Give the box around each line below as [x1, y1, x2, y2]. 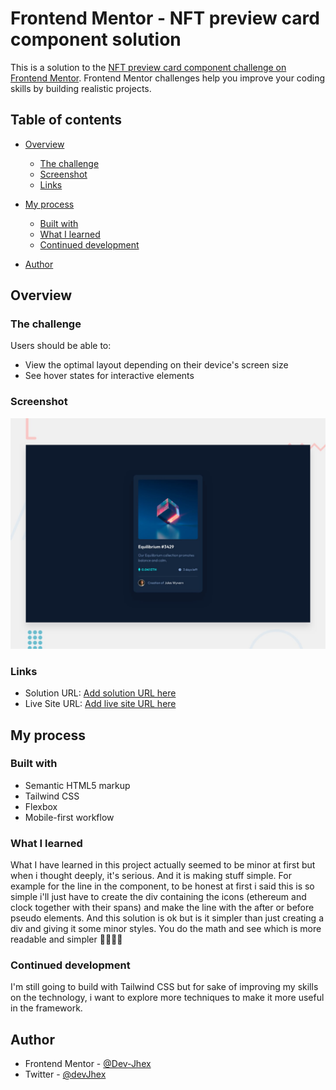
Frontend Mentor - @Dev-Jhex [24, 1058, 152, 1070]
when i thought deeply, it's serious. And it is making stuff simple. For [10, 870, 292, 882]
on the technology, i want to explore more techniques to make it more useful [10, 992, 325, 1004]
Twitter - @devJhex [24, 1068, 107, 1081]
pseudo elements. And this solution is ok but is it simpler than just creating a [10, 912, 324, 924]
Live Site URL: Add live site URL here [24, 698, 177, 710]
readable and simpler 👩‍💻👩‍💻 [10, 933, 123, 946]
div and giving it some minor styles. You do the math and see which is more [10, 923, 322, 935]
